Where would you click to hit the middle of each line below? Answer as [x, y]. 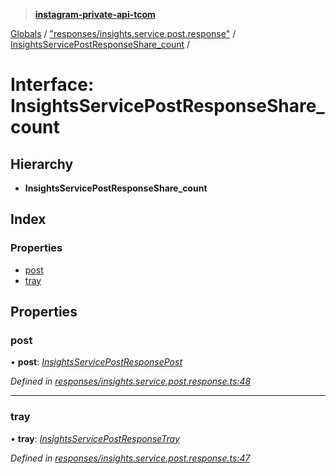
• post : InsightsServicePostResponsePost [96, 362]
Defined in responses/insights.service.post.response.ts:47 [130, 458]
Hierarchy [42, 164]
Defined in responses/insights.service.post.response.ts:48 [131, 381]
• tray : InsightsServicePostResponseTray [95, 438]
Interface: [52, 85]
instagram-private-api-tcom [95, 14]
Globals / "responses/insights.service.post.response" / [123, 33]
